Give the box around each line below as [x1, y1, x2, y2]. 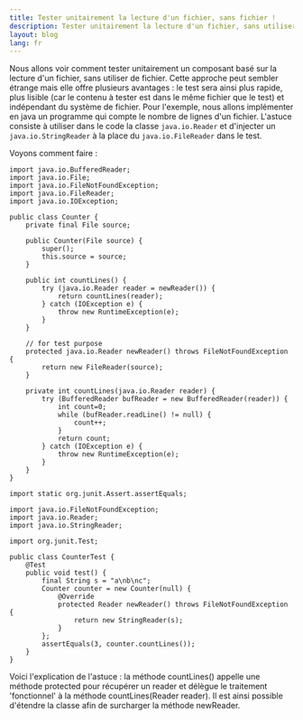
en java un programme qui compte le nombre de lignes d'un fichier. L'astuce [9, 111, 292, 122]
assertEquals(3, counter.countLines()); [41, 640, 196, 649]
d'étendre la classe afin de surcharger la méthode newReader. [9, 700, 241, 711]
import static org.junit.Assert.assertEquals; [9, 490, 188, 499]
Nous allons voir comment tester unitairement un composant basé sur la [9, 63, 278, 74]
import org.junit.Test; [9, 537, 99, 547]
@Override [57, 593, 95, 602]
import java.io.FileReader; [9, 189, 115, 199]
